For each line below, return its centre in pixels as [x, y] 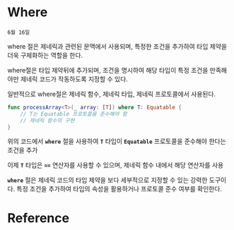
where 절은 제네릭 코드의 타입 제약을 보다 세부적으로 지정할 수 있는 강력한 [107, 180]
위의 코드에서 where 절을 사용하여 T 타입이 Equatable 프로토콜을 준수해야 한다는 [117, 141]
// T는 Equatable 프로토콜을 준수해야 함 [74, 114]
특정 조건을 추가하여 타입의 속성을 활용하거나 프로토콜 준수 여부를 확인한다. [119, 189]
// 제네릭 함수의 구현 [47, 121]
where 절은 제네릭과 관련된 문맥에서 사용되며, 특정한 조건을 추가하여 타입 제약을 [117, 46]
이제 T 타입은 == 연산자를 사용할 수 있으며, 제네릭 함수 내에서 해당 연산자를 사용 [116, 165]
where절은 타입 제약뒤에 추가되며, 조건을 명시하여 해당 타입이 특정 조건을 [108, 70]
